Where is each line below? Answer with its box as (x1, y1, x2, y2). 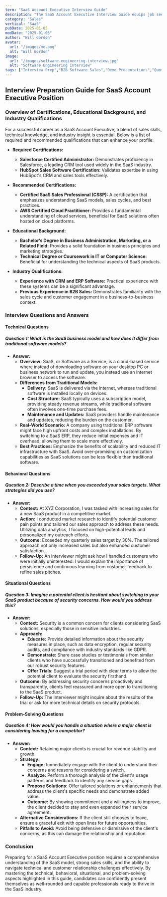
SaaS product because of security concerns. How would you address (5, 597, 152, 603)
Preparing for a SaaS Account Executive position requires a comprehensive (5, 854, 159, 861)
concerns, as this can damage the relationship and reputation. (19, 830, 147, 836)
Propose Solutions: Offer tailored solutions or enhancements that (27, 783, 162, 789)
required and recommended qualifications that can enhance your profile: (5, 137, 154, 143)
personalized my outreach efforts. (19, 532, 89, 538)
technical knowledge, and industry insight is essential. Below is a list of (5, 132, 151, 138)
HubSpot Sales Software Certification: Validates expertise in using (19, 167, 158, 173)
